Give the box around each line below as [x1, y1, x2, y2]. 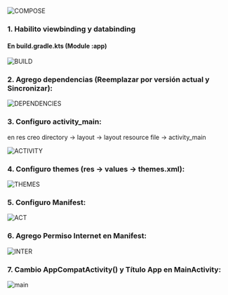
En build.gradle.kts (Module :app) [7, 41, 107, 50]
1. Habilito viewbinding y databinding [7, 24, 136, 34]
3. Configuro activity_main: [7, 117, 102, 126]
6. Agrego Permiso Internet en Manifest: [7, 231, 147, 241]
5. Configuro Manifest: [7, 197, 86, 207]
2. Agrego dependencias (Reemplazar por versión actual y [7, 74, 210, 84]
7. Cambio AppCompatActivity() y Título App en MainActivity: [7, 264, 222, 274]
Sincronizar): [7, 84, 53, 93]
